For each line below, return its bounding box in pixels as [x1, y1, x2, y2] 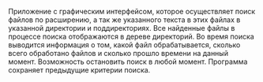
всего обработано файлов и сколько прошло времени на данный [8, 49, 229, 58]
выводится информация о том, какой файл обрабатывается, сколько [8, 40, 241, 50]
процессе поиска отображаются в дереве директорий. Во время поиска [8, 32, 254, 41]
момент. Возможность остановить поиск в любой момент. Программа [8, 57, 248, 66]
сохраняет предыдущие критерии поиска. [8, 65, 151, 74]
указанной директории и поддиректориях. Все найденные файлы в [8, 24, 235, 32]
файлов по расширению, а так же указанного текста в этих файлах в [8, 15, 241, 24]
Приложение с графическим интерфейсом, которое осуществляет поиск [8, 7, 256, 16]
